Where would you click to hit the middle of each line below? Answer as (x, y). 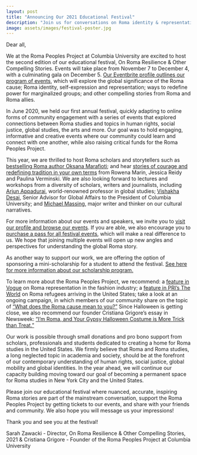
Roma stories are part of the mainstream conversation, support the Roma (94, 398)
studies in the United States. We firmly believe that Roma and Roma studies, (98, 349)
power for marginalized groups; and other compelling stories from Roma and (98, 93)
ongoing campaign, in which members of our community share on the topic (97, 300)
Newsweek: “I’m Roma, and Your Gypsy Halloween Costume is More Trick (95, 319)
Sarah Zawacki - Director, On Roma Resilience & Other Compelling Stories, (96, 433)
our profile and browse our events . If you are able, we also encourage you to (98, 227)
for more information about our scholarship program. (70, 270)
